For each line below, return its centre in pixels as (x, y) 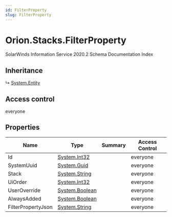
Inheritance (24, 71)
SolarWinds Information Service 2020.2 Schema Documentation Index (79, 54)
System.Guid (73, 165)
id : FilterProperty (26, 10)
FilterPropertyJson (30, 207)
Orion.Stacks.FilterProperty (66, 40)
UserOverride (24, 190)
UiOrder (17, 182)
